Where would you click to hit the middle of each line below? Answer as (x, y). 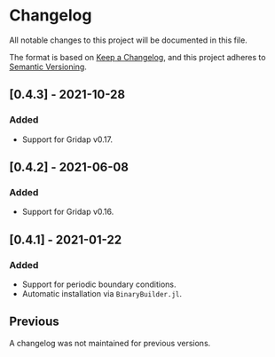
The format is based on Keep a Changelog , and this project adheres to (137, 57)
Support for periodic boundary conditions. (99, 284)
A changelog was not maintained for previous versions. (110, 343)
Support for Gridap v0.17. (67, 139)
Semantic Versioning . (48, 67)
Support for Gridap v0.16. (68, 212)
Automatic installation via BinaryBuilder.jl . (102, 294)
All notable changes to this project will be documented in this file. (129, 40)
